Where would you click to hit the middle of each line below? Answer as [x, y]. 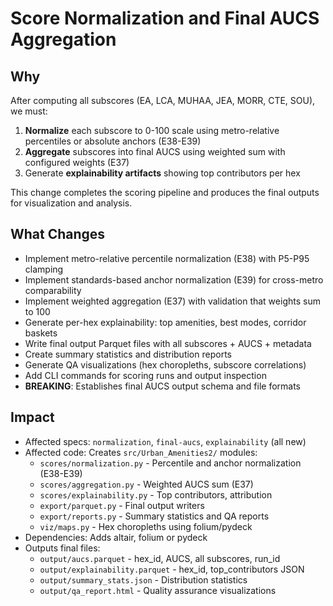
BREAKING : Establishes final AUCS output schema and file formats [162, 386]
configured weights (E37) [77, 162]
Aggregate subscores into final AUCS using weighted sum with [155, 151]
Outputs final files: [62, 548]
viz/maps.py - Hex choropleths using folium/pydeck [146, 526]
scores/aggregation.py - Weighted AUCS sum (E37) [146, 484]
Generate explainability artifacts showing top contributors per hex [162, 173]
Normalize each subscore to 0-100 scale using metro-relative [152, 130]
